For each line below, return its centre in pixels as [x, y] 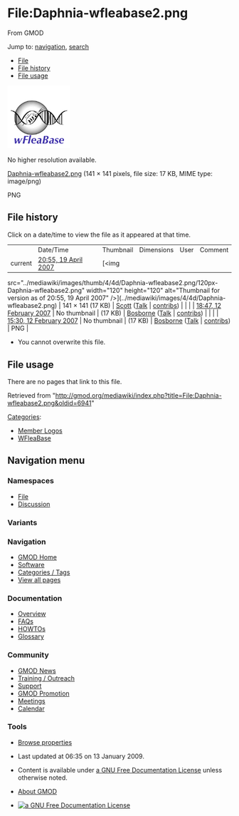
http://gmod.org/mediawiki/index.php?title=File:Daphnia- [138, 396]
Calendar [31, 708]
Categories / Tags [44, 572]
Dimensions [156, 249]
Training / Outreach [46, 678]
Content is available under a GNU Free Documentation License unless [120, 770]
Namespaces [31, 481]
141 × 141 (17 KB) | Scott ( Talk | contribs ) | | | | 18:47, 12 [142, 306]
